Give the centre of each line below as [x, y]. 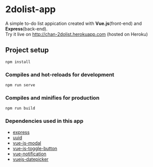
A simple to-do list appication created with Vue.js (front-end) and [73, 23]
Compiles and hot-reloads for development [60, 75]
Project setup [27, 50]
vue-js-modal [27, 143]
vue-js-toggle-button [35, 148]
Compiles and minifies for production [52, 97]
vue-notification [30, 154]
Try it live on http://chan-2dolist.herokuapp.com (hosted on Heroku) [76, 34]
